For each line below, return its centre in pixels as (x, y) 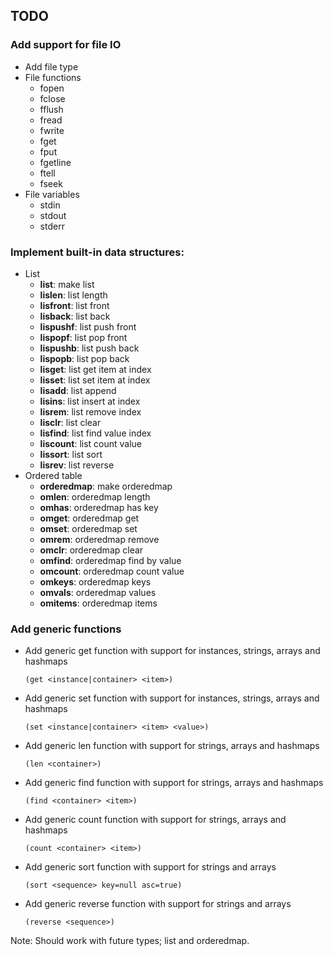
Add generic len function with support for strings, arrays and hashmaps (172, 746)
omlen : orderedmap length (95, 496)
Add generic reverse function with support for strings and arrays (158, 904)
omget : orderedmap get (89, 518)
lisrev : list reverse (77, 465)
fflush (51, 109)
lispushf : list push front (88, 326)
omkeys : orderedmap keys (95, 581)
